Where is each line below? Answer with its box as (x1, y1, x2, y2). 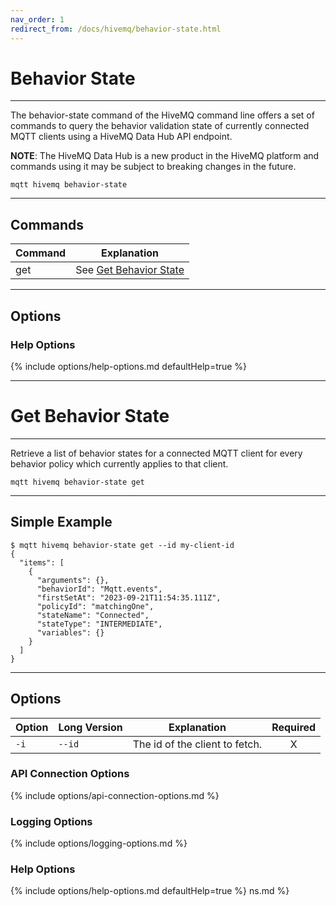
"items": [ (19, 557, 65, 568)
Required (271, 720, 317, 734)
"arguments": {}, (36, 575, 110, 585)
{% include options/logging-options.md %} (10, 837, 188, 850)
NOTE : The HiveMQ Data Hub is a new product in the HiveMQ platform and (10, 150, 320, 162)
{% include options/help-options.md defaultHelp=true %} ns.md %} (10, 885, 290, 897)
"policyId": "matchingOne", (36, 601, 155, 611)
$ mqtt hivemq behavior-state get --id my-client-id (10, 540, 235, 550)
